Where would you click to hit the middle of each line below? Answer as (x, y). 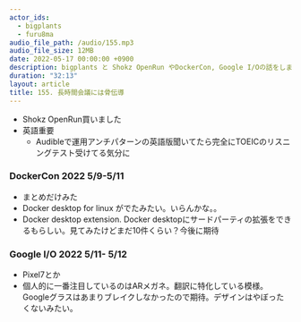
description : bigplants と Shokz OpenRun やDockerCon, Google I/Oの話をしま (151, 68)
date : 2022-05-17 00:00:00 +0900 (72, 59)
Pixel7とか (41, 275)
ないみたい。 (54, 309)
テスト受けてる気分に (91, 152)
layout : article (39, 84)
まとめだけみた (50, 197)
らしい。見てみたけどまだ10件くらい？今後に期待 (129, 230)
